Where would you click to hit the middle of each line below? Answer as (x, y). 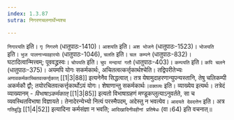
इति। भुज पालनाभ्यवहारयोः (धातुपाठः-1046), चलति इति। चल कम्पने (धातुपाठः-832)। (100, 54)
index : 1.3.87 (28, 14)
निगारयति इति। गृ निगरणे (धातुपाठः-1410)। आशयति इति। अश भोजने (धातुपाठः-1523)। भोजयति (111, 46)
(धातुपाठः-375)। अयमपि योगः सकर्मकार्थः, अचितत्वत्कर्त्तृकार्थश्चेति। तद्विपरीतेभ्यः (95, 70)
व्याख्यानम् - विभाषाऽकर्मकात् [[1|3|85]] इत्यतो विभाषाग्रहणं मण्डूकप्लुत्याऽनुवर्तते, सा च (101, 93)
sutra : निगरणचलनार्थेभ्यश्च (37, 20)
